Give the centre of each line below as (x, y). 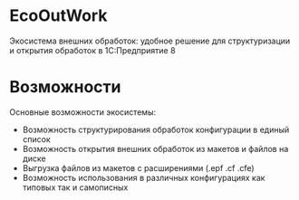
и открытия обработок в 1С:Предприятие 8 (92, 50)
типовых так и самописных (75, 187)
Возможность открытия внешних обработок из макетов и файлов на (155, 148)
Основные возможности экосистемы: (83, 112)
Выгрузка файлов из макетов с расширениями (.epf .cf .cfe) (139, 167)
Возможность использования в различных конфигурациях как (144, 177)
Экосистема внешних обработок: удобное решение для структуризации (150, 41)
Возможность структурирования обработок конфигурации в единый (156, 129)
